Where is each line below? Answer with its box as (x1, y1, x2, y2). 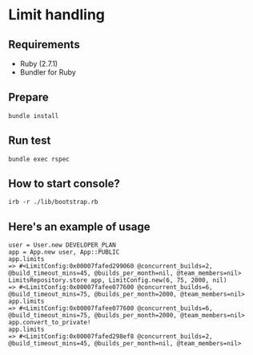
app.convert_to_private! (8, 319, 91, 327)
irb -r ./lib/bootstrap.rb (8, 198, 98, 206)
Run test (8, 134, 51, 148)
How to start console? (8, 177, 120, 190)
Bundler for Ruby (19, 67, 76, 77)
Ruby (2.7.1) (19, 59, 58, 68)
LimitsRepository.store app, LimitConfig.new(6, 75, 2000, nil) (8, 276, 227, 284)
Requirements (8, 38, 80, 51)
